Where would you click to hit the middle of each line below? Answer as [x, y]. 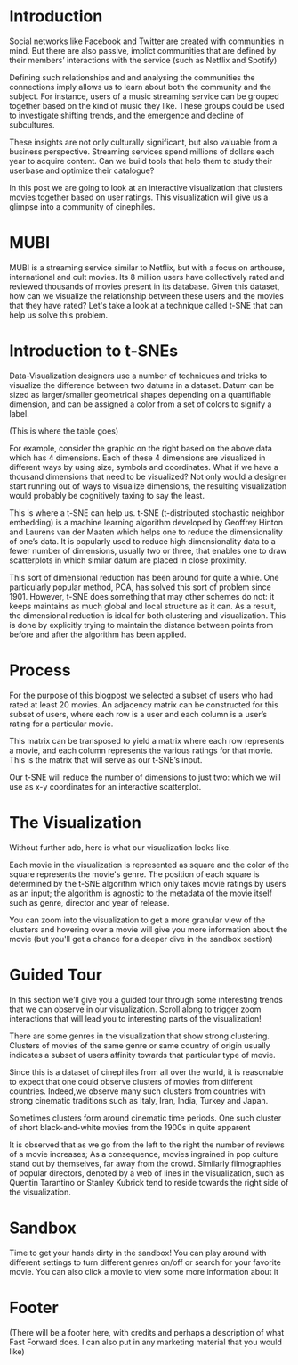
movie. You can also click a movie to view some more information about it [144, 1271]
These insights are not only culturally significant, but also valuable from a [143, 142]
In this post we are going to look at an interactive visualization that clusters [146, 187]
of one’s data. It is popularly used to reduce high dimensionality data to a [142, 541]
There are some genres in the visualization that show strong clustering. [139, 1036]
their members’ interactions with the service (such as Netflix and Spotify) [143, 60]
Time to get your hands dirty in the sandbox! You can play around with [138, 1253]
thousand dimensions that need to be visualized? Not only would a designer [148, 476]
